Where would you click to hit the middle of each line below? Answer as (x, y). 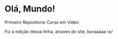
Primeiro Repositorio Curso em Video (42, 22)
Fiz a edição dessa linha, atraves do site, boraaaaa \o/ (59, 31)
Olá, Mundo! (30, 9)
